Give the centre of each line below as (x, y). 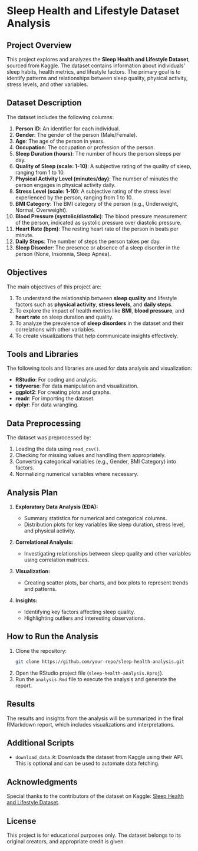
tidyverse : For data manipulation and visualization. (77, 386)
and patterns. (40, 589)
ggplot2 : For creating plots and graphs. (63, 392)
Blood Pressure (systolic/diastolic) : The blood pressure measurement (101, 216)
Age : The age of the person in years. (60, 141)
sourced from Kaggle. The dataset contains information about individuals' (96, 65)
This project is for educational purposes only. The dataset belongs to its (94, 835)
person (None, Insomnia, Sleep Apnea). (63, 254)
